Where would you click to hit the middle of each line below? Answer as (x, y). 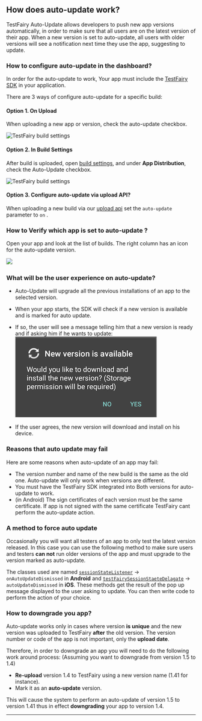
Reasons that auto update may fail (57, 449)
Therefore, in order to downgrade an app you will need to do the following (98, 651)
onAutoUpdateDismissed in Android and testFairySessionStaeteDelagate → (98, 578)
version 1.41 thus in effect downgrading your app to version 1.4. (85, 706)
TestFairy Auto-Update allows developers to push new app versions (90, 24)
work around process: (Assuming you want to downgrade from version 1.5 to (101, 657)
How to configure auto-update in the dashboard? (79, 66)
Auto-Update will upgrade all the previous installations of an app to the (103, 291)
